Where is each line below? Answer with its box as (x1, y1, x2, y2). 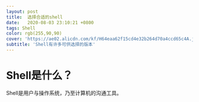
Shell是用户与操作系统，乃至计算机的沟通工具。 (6, 89, 123, 96)
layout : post (6, 8, 38, 15)
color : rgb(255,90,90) (6, 31, 62, 37)
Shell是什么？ (6, 69, 73, 83)
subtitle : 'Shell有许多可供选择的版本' (6, 42, 96, 48)
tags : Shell (6, 25, 36, 31)
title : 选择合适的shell (6, 14, 63, 20)
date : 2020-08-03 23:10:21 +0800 (6, 19, 94, 25)
